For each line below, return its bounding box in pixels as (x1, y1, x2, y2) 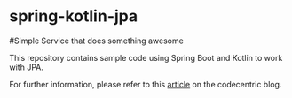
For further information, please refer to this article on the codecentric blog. (9, 79, 282, 89)
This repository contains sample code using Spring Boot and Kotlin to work (9, 52, 283, 63)
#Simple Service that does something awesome (9, 35, 184, 46)
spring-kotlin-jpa (9, 6, 138, 26)
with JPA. (9, 62, 44, 72)
